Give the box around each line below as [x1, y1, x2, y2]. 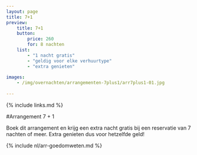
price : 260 [27, 36, 54, 42]
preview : [6, 19, 28, 25]
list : [17, 47, 31, 53]
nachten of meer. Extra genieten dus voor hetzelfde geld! [6, 130, 145, 137]
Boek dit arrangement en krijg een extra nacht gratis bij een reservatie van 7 [6, 124, 191, 131]
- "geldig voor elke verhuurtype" [27, 58, 112, 64]
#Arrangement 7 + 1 [6, 113, 55, 120]
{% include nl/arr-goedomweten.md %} [6, 142, 103, 149]
